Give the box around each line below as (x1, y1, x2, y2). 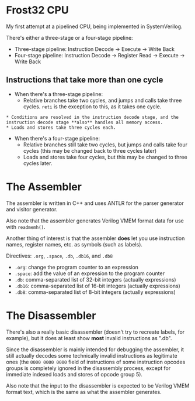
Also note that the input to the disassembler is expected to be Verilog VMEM (6, 382, 190, 389)
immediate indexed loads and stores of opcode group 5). (6, 371, 143, 378)
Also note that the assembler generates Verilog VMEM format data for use (6, 217, 184, 224)
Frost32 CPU (6, 4, 69, 17)
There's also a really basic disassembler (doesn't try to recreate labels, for (6, 328, 185, 335)
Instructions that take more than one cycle (6, 75, 163, 85)
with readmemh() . (6, 223, 46, 230)
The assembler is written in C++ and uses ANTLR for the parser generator (6, 200, 184, 207)
